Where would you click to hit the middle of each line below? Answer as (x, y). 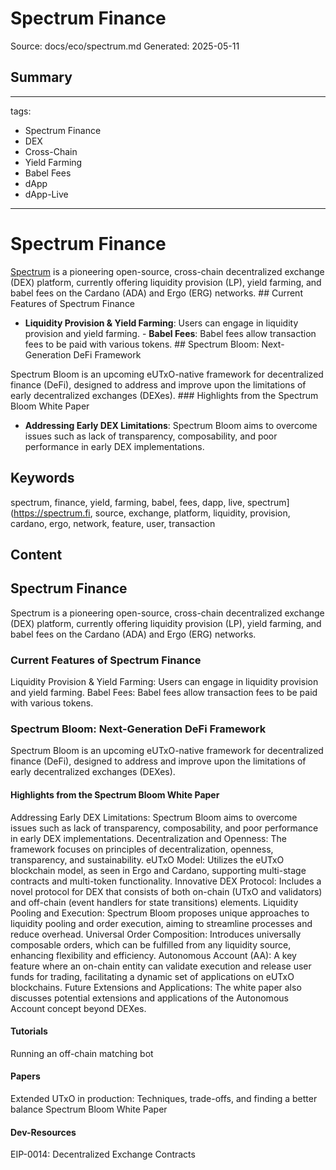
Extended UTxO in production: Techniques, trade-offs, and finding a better (164, 1098)
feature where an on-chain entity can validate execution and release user (161, 966)
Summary (41, 77)
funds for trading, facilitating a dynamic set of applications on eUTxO (152, 976)
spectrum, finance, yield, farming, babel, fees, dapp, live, (127, 502)
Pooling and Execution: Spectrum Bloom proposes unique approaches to (160, 913)
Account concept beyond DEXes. (78, 1008)
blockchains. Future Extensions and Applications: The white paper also (156, 987)
